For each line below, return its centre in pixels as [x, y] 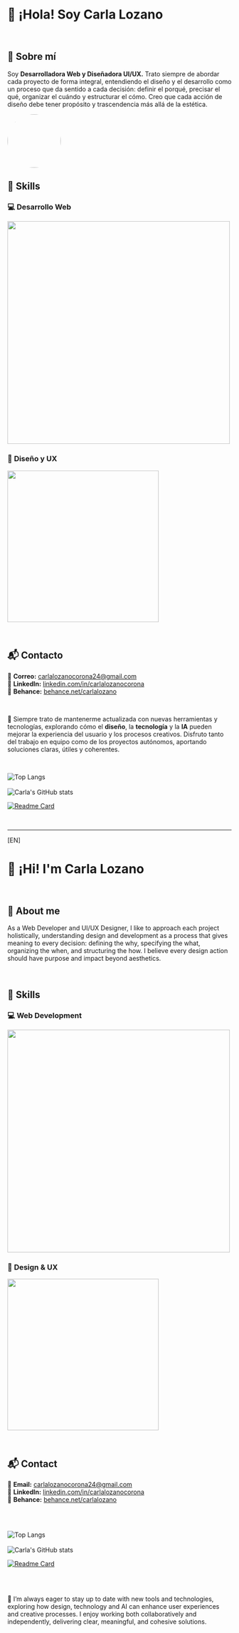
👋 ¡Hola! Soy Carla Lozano [85, 15]
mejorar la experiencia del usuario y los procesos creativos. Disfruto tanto [116, 734]
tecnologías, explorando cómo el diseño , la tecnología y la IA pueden [110, 726]
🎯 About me [34, 911]
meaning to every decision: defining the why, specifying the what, [104, 943]
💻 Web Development [44, 1015]
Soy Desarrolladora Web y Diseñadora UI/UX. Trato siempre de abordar [113, 73]
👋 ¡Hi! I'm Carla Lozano [76, 869]
